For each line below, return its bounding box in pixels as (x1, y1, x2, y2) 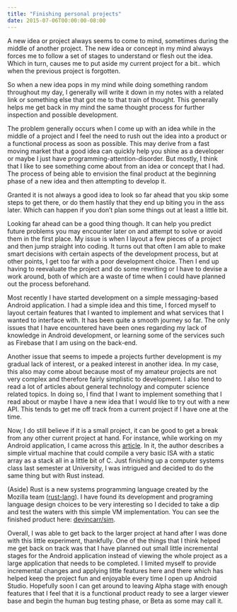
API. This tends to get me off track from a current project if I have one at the (7, 404, 229, 413)
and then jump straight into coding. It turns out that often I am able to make (7, 242, 226, 250)
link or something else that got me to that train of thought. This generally (7, 95, 219, 103)
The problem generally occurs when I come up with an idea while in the (7, 124, 216, 132)
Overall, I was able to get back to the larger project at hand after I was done (7, 528, 228, 537)
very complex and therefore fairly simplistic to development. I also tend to (7, 375, 222, 383)
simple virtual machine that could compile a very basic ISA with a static (7, 448, 214, 457)
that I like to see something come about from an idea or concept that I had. (7, 161, 225, 170)
